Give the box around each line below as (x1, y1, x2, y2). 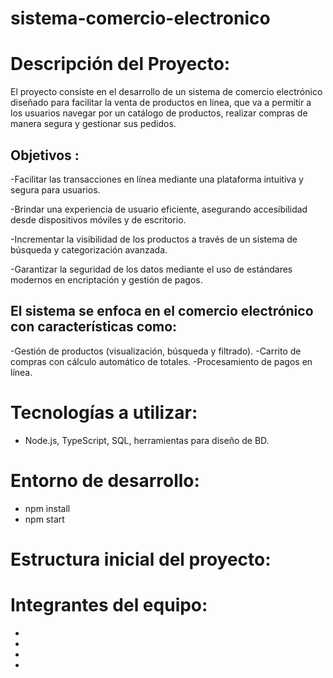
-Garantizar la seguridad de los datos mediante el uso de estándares (10, 263, 293, 275)
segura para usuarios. (10, 183, 101, 196)
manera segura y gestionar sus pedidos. (10, 118, 177, 130)
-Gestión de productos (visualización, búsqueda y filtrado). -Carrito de (10, 345, 302, 357)
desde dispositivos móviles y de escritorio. (10, 213, 187, 226)
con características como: (10, 318, 178, 336)
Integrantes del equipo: (10, 594, 208, 616)
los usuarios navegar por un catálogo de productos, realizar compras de (10, 107, 308, 119)
